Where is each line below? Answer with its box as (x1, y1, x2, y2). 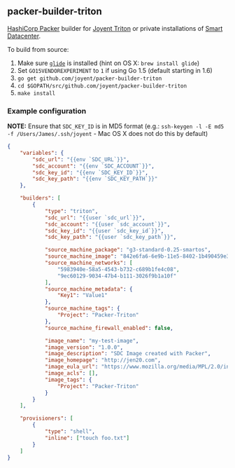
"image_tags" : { (44, 376, 92, 383)
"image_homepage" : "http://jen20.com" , (44, 357, 161, 364)
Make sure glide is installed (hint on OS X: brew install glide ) (17, 59, 200, 67)
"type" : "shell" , (44, 428, 96, 435)
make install (17, 90, 56, 97)
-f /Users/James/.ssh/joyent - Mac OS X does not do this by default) (7, 130, 208, 138)
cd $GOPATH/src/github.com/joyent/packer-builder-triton (17, 82, 187, 90)
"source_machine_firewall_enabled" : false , (44, 324, 173, 331)
